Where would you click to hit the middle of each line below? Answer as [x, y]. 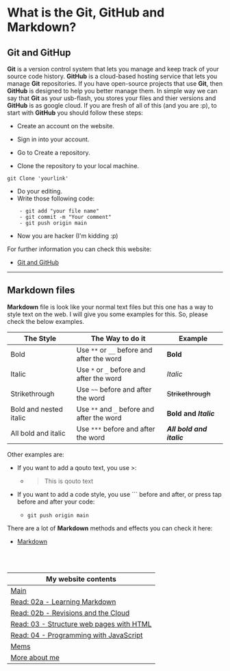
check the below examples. [46, 321]
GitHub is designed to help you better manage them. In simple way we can [112, 91]
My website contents [81, 579]
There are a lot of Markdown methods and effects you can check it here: [110, 528]
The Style [40, 338]
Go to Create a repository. [53, 153]
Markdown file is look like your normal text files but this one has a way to [110, 307]
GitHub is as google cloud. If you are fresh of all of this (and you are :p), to [112, 105]
